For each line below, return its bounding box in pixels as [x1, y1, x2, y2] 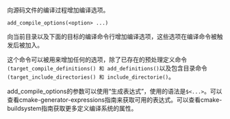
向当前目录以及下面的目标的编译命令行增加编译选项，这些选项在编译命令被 [7, 33, 217, 40]
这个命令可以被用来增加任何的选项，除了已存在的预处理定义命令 [7, 55, 187, 64]
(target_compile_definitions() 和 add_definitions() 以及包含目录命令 [7, 64, 207, 72]
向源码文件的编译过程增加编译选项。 [7, 6, 110, 14]
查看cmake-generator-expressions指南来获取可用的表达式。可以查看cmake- [7, 96, 222, 104]
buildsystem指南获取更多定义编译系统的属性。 [7, 105, 138, 112]
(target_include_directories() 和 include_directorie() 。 [7, 72, 175, 81]
